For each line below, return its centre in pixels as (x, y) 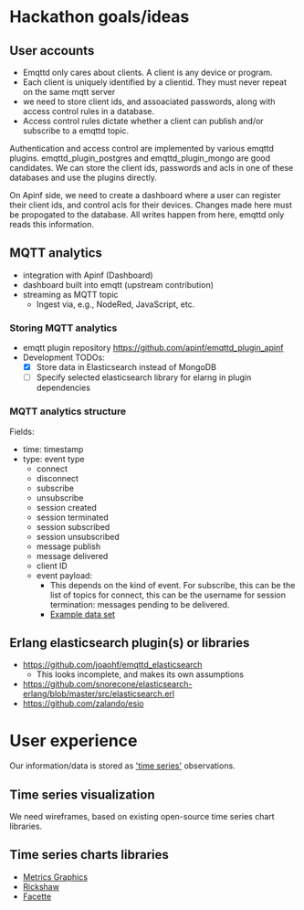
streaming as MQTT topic (70, 294)
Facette (37, 896)
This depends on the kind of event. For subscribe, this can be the (173, 585)
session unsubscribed (78, 536)
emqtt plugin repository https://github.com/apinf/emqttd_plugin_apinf (153, 348)
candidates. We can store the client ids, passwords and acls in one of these (152, 168)
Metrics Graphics (55, 877)
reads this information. (52, 224)
